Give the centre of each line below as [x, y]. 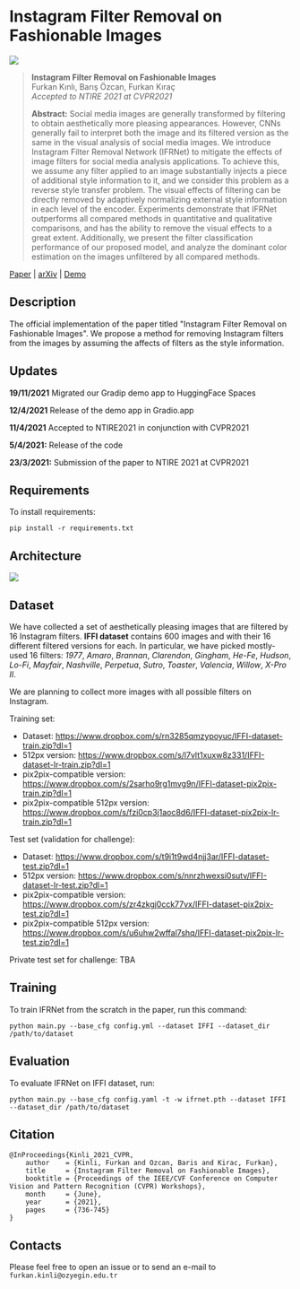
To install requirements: [52, 512]
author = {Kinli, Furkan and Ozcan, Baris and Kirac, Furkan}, [152, 1163]
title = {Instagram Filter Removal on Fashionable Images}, [148, 1171]
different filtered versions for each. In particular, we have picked [128, 646]
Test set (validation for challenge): [73, 839]
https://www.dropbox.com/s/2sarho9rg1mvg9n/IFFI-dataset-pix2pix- [150, 784]
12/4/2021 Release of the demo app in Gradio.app [102, 410]
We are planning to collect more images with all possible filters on [131, 692]
